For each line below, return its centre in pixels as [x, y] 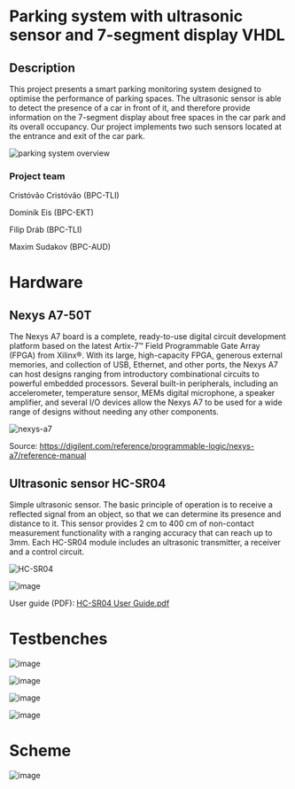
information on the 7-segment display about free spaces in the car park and [147, 117]
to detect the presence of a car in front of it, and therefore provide [130, 108]
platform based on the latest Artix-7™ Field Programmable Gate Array [135, 346]
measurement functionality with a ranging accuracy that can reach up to [141, 533]
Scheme [40, 751]
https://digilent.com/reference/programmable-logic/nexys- [147, 446]
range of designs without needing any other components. [114, 412]
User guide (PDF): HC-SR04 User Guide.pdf [89, 603]
